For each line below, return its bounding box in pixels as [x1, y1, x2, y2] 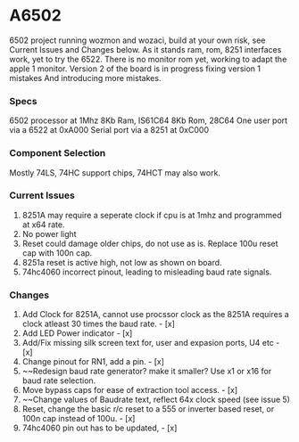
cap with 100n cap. [21, 247, 93, 258]
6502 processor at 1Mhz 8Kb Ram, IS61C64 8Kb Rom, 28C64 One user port [9, 115, 288, 126]
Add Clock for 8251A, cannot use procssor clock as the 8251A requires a [21, 309, 290, 320]
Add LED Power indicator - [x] [21, 328, 133, 339]
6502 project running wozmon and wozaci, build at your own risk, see [9, 35, 266, 45]
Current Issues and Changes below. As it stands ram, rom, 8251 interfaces [9, 44, 282, 54]
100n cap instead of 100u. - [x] [21, 413, 136, 424]
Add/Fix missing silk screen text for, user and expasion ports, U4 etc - [21, 338, 280, 348]
